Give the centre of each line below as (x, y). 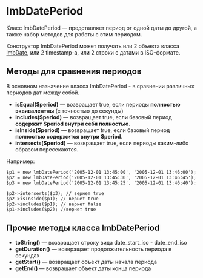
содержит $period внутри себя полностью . (73, 124)
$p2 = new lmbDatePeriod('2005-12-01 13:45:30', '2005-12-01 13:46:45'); (101, 177)
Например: (21, 161)
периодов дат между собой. (43, 93)
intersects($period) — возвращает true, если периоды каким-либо (102, 143)
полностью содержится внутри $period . (69, 136)
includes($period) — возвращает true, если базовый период (93, 117)
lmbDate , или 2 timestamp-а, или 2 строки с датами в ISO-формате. (93, 52)
